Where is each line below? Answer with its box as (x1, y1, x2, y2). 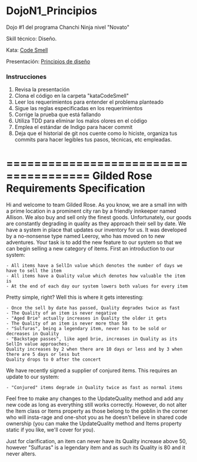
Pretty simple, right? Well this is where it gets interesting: (6, 293, 144, 301)
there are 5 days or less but (6, 352, 81, 358)
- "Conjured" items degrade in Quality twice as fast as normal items (6, 385, 183, 391)
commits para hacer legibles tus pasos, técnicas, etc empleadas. (14, 136, 172, 143)
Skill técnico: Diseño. (6, 35, 57, 42)
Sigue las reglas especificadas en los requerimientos (14, 105, 143, 112)
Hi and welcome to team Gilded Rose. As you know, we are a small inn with (6, 202, 188, 209)
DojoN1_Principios (6, 4, 98, 18)
